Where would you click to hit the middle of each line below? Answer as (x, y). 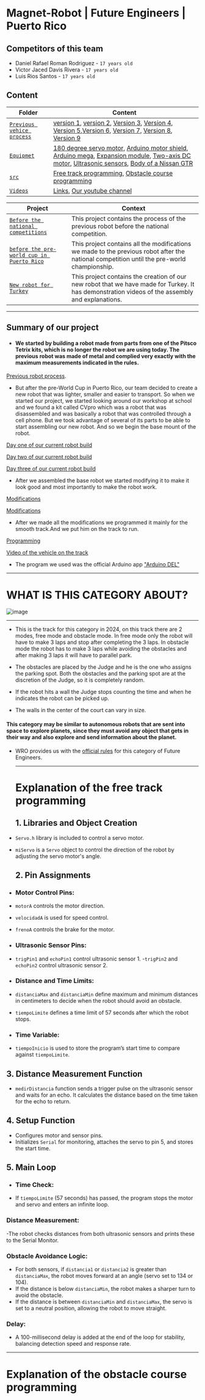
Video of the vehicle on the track (47, 553)
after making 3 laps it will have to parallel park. (74, 655)
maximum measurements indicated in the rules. (77, 363)
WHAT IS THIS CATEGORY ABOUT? (97, 595)
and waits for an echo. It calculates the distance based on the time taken (106, 1095)
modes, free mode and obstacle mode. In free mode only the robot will (104, 636)
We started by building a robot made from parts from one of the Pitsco (106, 343)
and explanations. (97, 299)
